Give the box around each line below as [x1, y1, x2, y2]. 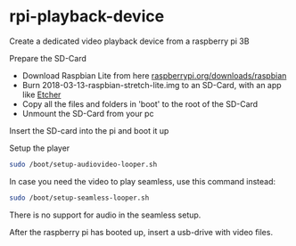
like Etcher [21, 89, 62, 100]
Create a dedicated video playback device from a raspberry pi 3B [9, 36, 250, 46]
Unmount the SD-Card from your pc [21, 108, 154, 119]
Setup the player [9, 143, 70, 153]
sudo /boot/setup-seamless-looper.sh [9, 193, 150, 202]
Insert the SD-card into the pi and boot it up [9, 125, 169, 135]
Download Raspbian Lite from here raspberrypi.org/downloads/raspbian [21, 70, 287, 81]
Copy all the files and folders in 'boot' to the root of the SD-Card [21, 98, 259, 109]
